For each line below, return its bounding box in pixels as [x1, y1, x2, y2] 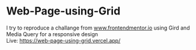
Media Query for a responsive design [6, 30, 98, 37]
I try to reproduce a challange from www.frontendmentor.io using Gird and [6, 24, 191, 31]
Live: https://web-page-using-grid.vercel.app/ [6, 37, 121, 44]
